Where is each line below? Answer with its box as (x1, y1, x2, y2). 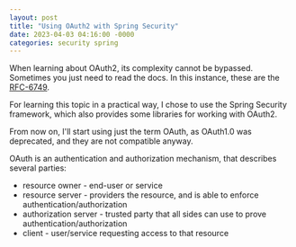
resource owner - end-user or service (22, 181, 164, 191)
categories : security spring (9, 38, 119, 48)
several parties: (9, 163, 67, 173)
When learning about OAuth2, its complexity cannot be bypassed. (9, 63, 254, 74)
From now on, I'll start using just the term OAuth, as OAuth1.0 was (9, 127, 252, 137)
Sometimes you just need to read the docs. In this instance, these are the (9, 73, 281, 84)
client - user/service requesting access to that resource (22, 228, 229, 239)
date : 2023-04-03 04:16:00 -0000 (9, 30, 135, 39)
